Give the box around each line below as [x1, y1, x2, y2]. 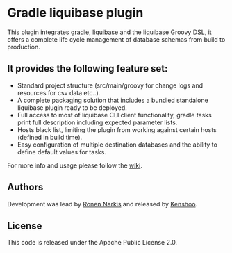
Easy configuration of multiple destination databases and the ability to [17, 140, 217, 149]
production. [7, 42, 40, 51]
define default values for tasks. [17, 147, 106, 156]
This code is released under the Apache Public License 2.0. [7, 238, 178, 247]
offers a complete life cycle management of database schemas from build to [7, 35, 226, 43]
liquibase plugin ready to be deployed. [17, 103, 127, 112]
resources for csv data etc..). [17, 88, 101, 97]
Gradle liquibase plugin [7, 5, 144, 21]
